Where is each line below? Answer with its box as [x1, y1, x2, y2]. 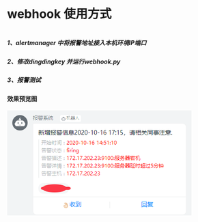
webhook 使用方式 [7, 6, 112, 22]
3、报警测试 [7, 76, 42, 84]
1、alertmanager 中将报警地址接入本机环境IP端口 [7, 39, 147, 47]
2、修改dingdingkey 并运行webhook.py [7, 57, 121, 66]
